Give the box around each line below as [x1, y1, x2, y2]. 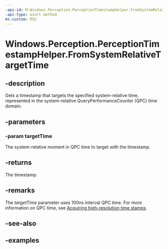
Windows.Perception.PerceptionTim [5, 38, 160, 49]
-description [5, 79, 45, 87]
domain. [5, 103, 22, 109]
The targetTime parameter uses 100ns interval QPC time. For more [5, 199, 142, 205]
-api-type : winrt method [5, 12, 57, 17]
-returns [5, 158, 32, 167]
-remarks [5, 186, 35, 195]
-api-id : [5, 7, 23, 12]
